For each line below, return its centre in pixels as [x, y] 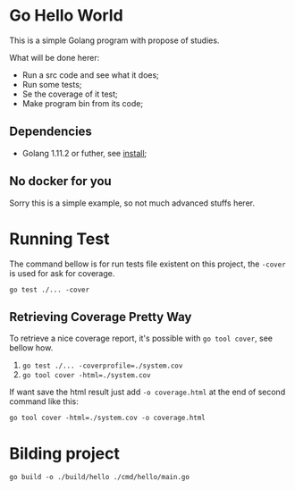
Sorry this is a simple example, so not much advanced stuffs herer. [132, 203]
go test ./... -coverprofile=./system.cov [102, 366]
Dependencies [51, 132]
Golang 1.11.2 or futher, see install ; [84, 153]
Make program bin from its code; [83, 103]
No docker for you [60, 181]
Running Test [59, 239]
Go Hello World [66, 16]
